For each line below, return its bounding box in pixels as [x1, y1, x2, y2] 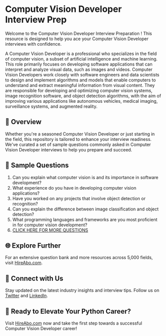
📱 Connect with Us [5, 274, 63, 282]
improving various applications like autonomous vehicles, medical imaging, [5, 98, 158, 104]
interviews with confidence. [5, 41, 62, 47]
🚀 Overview [5, 118, 42, 126]
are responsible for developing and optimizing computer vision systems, [5, 87, 153, 93]
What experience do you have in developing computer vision [12, 185, 136, 191]
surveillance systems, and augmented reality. [5, 103, 98, 109]
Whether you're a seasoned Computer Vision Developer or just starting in [5, 131, 155, 137]
